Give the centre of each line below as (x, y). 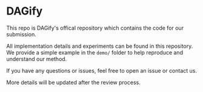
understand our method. (37, 59)
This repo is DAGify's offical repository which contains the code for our (95, 28)
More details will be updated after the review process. (73, 82)
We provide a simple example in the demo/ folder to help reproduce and (95, 52)
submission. (21, 34)
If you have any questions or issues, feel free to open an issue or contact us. (102, 70)
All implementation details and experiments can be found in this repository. (100, 46)
